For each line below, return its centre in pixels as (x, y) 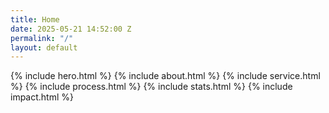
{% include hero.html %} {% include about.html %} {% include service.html (165, 76)
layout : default (44, 47)
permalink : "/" (42, 38)
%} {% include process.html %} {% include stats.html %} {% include (151, 87)
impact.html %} (42, 97)
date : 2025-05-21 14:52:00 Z (71, 29)
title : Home (35, 19)
